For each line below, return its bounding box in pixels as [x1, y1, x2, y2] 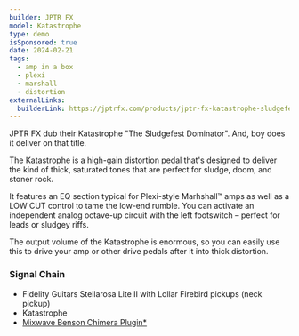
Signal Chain [9, 268, 65, 281]
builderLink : [17, 104, 66, 113]
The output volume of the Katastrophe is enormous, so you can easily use [9, 236, 280, 247]
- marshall [17, 79, 58, 88]
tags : [9, 54, 29, 63]
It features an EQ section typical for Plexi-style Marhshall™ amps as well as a [9, 191, 290, 202]
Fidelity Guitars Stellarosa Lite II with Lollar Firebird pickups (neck [21, 288, 263, 299]
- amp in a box [17, 63, 74, 72]
